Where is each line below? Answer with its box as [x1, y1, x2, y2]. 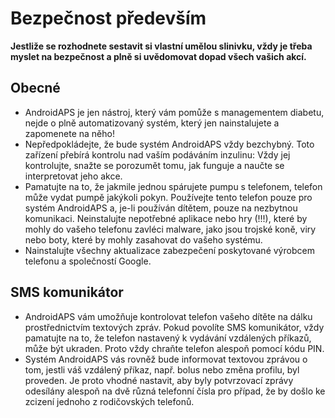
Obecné [10, 80, 61, 97]
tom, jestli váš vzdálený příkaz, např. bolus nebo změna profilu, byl [24, 363, 300, 376]
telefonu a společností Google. [24, 255, 152, 267]
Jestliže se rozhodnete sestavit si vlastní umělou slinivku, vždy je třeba [10, 40, 313, 52]
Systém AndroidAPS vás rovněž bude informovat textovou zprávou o [24, 353, 308, 365]
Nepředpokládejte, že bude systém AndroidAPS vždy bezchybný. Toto [24, 138, 315, 150]
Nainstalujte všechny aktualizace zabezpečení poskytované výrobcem [24, 244, 315, 256]
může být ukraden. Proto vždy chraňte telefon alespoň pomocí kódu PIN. [24, 342, 325, 354]
